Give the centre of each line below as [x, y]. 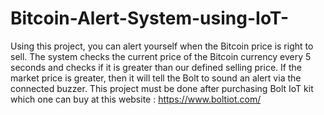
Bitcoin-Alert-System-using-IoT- [150, 18]
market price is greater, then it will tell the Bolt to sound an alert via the [156, 78]
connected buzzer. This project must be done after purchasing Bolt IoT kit [162, 88]
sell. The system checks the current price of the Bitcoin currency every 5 [161, 56]
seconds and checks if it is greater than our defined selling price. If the [156, 67]
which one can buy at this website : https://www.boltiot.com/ [136, 99]
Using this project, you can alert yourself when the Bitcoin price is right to [162, 46]
